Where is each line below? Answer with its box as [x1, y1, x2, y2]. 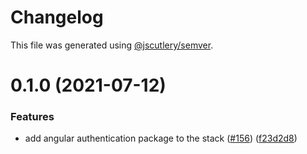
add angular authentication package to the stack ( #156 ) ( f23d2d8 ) [24, 132, 298, 145]
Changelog [10, 6, 104, 29]
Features [10, 110, 55, 124]
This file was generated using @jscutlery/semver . [10, 39, 214, 51]
